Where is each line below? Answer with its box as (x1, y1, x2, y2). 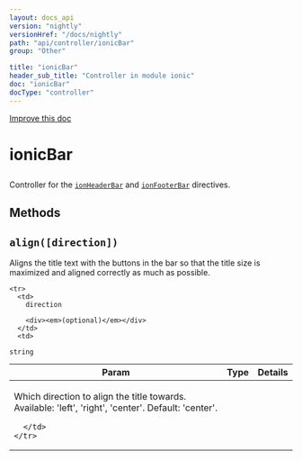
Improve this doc (9, 113, 72, 123)
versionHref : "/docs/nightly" (9, 30, 123, 39)
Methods (9, 205, 61, 221)
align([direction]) (9, 236, 119, 248)
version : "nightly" (9, 22, 83, 31)
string (9, 347, 34, 356)
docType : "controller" (9, 87, 94, 97)
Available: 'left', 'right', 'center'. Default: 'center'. (13, 401, 218, 414)
